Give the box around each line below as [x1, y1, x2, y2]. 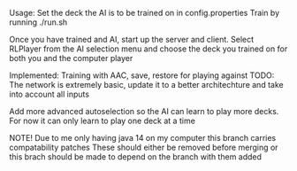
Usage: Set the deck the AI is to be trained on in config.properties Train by [9, 8, 280, 18]
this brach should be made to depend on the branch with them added [9, 152, 263, 162]
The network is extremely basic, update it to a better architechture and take [9, 80, 285, 89]
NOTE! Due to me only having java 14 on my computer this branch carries [9, 133, 277, 143]
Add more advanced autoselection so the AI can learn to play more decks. [9, 106, 279, 116]
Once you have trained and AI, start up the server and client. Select [9, 35, 255, 44]
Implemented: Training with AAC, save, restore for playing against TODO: [9, 70, 275, 81]
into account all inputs [9, 89, 90, 99]
